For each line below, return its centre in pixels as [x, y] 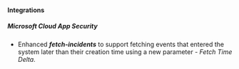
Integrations [26, 10]
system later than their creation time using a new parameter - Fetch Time [125, 52]
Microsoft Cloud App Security [52, 26]
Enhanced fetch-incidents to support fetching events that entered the [121, 44]
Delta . [26, 59]
